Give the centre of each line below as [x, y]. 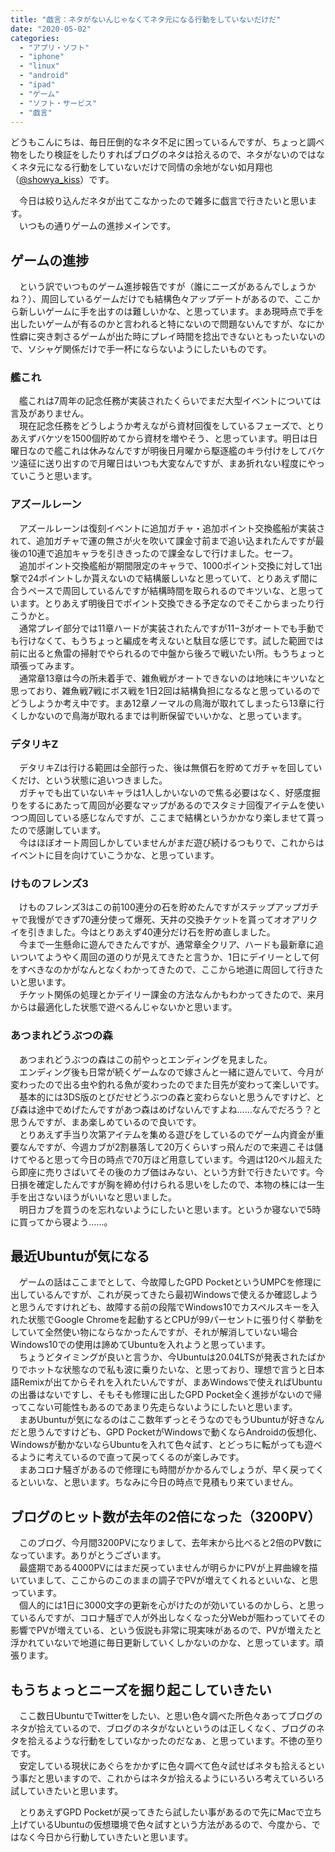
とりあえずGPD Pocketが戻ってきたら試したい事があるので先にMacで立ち [170, 1812]
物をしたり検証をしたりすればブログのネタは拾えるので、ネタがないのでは [163, 155]
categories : [35, 38]
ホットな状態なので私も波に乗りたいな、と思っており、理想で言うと [167, 1370]
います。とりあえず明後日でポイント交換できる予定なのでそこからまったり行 [167, 603]
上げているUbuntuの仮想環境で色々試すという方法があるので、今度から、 [161, 1825]
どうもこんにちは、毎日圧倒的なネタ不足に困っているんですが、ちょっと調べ [167, 142]
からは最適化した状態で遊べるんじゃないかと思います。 [124, 1007]
